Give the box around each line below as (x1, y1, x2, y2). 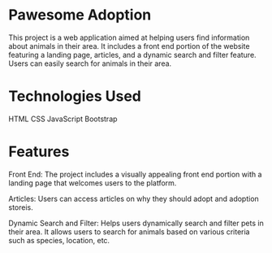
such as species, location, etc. (8, 235, 110, 245)
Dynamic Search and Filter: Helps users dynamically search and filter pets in (8, 218, 264, 228)
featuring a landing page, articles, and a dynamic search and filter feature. (8, 50, 257, 59)
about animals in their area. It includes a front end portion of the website (8, 41, 250, 50)
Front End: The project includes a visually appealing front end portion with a (8, 169, 262, 179)
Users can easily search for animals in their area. (8, 59, 172, 68)
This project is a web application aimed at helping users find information (8, 33, 250, 42)
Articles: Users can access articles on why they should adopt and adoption (8, 194, 260, 203)
